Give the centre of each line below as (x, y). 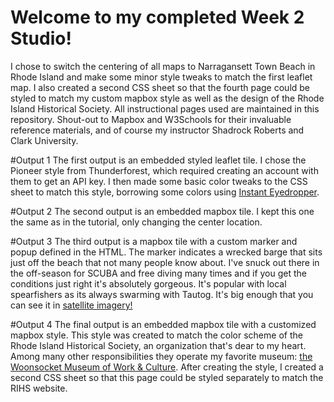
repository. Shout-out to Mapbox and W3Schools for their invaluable (151, 119)
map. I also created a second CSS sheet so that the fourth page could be (160, 87)
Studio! (41, 38)
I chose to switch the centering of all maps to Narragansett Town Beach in (163, 66)
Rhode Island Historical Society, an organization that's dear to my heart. (158, 345)
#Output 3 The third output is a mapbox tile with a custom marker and (154, 241)
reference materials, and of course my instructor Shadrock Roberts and (157, 130)
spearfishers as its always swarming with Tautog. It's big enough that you (162, 294)
